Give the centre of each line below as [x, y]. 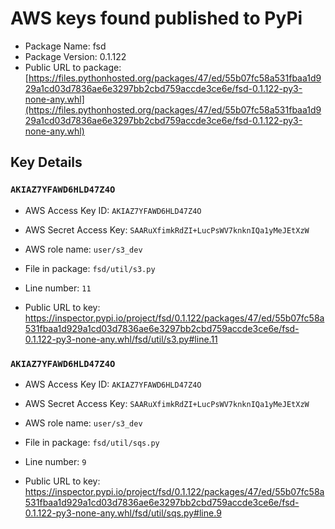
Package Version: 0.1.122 [75, 56]
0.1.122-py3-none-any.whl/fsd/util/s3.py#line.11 [121, 339]
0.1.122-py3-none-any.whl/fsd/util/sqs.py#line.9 [123, 513]
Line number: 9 [55, 461]
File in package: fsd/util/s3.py [90, 268]
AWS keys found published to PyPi [156, 18]
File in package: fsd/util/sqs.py [92, 442]
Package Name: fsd [65, 46]
